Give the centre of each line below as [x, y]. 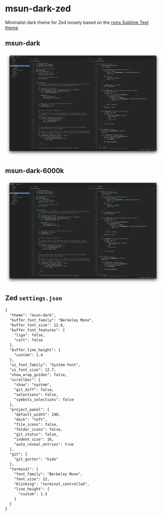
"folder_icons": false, [39, 429]
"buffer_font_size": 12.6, [37, 325]
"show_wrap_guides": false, [39, 375]
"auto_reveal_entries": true [44, 444]
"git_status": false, [36, 434]
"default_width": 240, [37, 414]
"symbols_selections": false [44, 400]
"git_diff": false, [34, 390]
